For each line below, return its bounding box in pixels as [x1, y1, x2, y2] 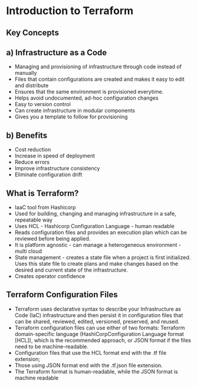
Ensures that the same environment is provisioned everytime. [14, 88, 164, 95]
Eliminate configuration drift [14, 171, 83, 178]
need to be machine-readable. [14, 343, 88, 350]
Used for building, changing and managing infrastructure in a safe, [14, 210, 177, 217]
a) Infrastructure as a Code [6, 47, 107, 57]
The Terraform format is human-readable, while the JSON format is [14, 368, 178, 375]
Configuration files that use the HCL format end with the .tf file [14, 349, 167, 356]
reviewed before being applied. [14, 235, 91, 242]
